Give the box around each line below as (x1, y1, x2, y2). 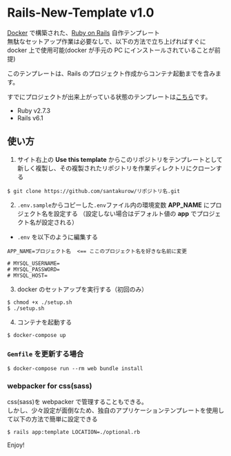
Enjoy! (7, 441, 26, 449)
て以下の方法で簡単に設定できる (7, 415, 98, 423)
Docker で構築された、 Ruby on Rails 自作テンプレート (7, 28, 160, 37)
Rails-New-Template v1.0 (7, 5, 154, 21)
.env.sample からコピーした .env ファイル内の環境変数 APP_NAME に (17, 201, 210, 209)
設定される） (41, 218, 78, 226)
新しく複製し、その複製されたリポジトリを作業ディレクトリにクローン (17, 164, 217, 172)
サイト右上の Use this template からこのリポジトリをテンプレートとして (17, 155, 223, 163)
